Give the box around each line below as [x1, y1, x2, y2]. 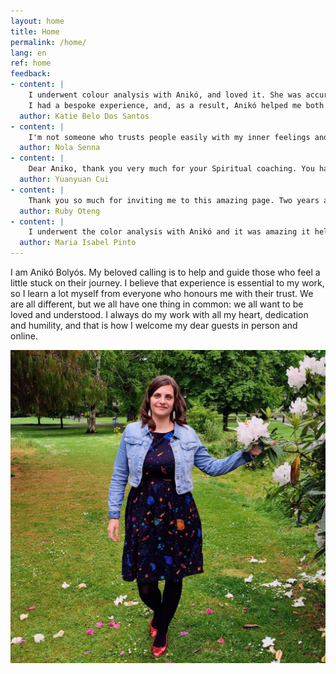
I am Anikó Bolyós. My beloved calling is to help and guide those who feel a [10, 266, 321, 278]
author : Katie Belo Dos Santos [19, 111, 150, 121]
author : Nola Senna [19, 143, 101, 153]
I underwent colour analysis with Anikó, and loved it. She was [28, 90, 302, 100]
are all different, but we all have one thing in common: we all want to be [10, 298, 304, 310]
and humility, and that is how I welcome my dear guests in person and [10, 320, 298, 331]
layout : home [10, 16, 65, 26]
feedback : [10, 69, 52, 79]
